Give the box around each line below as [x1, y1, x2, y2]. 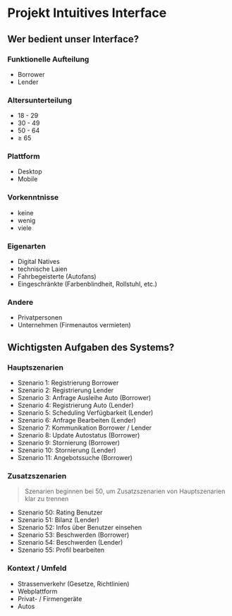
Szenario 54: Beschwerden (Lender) [17, 538, 123, 547]
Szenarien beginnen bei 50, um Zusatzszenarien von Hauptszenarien [24, 487, 226, 495]
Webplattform [17, 587, 58, 596]
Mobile [17, 175, 38, 183]
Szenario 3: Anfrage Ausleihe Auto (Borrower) [17, 394, 152, 402]
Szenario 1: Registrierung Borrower [17, 379, 119, 387]
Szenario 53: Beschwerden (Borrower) [17, 531, 130, 539]
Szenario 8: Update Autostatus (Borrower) [17, 431, 140, 440]
